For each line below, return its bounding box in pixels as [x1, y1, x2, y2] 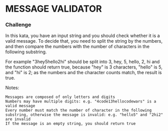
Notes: [5, 85, 19, 91]
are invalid [5, 117, 31, 122]
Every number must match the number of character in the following [5, 108, 152, 113]
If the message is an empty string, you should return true [5, 121, 136, 126]
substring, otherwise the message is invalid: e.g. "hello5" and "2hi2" [5, 112, 163, 117]
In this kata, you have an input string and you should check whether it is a [5, 32, 160, 39]
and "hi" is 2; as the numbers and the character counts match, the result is [5, 70, 162, 76]
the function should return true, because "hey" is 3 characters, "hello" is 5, [5, 64, 162, 70]
